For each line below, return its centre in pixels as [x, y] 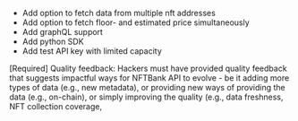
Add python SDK [53, 41]
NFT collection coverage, [56, 106]
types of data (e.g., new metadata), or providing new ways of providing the [147, 87]
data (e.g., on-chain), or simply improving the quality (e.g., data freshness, [146, 97]
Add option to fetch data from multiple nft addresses [119, 13]
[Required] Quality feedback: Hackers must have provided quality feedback [149, 68]
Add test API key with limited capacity [92, 51]
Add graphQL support [62, 32]
